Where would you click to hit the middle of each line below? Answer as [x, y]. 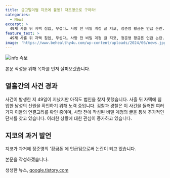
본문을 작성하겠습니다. [27, 159]
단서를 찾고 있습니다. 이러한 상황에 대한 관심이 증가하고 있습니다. [69, 118]
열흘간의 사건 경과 [31, 86]
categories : [18, 15]
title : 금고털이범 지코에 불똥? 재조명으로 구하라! [51, 10]
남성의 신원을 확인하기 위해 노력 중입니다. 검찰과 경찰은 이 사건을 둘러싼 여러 [89, 105]
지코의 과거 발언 [28, 135]
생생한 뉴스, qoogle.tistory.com [37, 170]
